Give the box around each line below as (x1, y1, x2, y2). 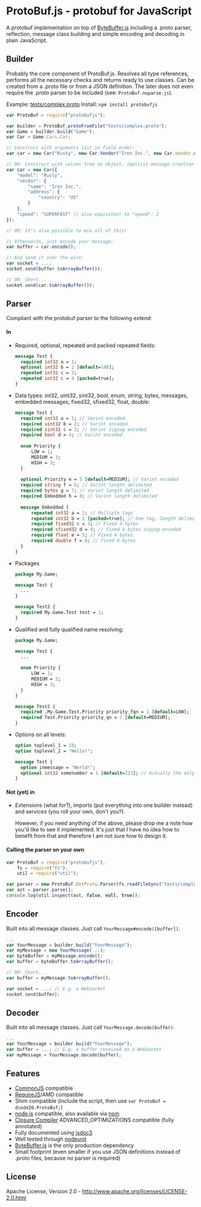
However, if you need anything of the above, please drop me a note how (14, 819, 193, 827)
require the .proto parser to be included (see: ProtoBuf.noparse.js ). (6, 89, 173, 96)
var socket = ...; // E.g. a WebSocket (6, 986, 106, 992)
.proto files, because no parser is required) (14, 1154, 121, 1162)
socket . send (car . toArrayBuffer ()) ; (6, 282, 95, 288)
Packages (14, 559, 40, 566)
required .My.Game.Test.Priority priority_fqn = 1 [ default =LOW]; (20, 709, 190, 715)
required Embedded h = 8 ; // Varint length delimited (20, 493, 157, 499)
